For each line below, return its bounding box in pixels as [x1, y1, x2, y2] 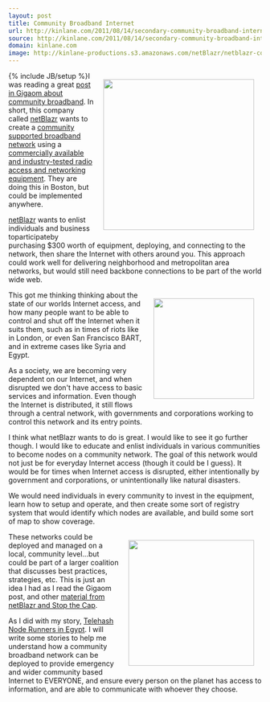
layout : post [8, 11, 52, 20]
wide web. [8, 275, 43, 284]
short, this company [8, 105, 75, 115]
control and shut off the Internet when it [8, 316, 141, 326]
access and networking [8, 166, 86, 174]
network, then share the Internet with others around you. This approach [8, 249, 245, 258]
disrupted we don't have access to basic [8, 383, 143, 392]
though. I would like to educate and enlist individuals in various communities [8, 441, 260, 450]
